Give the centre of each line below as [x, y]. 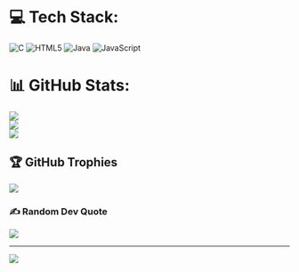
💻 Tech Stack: [64, 17]
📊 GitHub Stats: [70, 86]
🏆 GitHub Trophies [64, 162]
